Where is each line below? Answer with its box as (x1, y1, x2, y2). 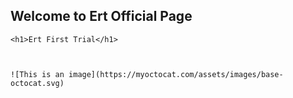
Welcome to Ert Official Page (10, 8, 193, 25)
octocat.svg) (10, 78, 65, 88)
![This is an (10, 69, 65, 79)
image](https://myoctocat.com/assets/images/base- (68, 69, 284, 79)
